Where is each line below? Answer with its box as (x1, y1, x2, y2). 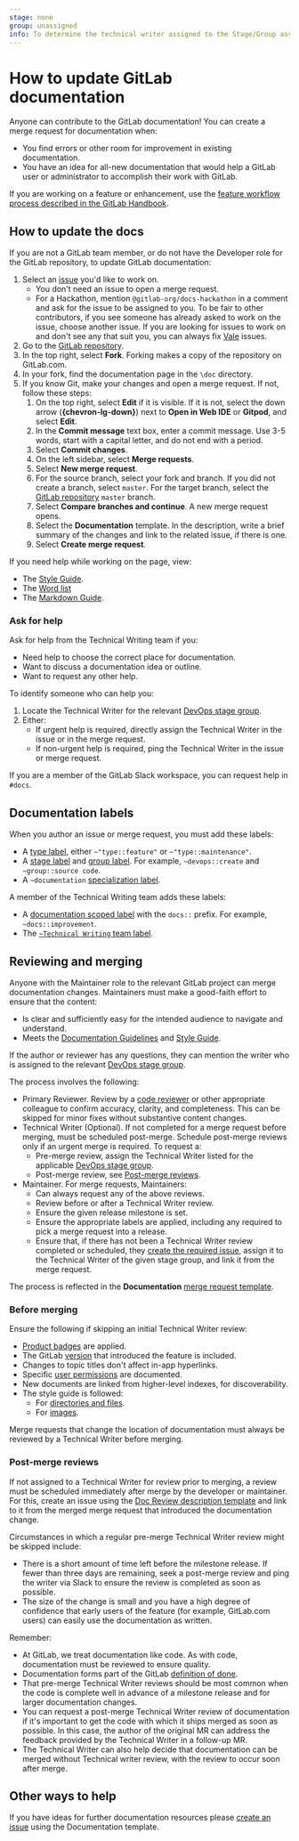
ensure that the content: (9, 996, 98, 1007)
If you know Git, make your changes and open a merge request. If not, (21, 378, 279, 389)
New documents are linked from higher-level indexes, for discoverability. (21, 1379, 289, 1390)
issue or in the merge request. (35, 734, 146, 744)
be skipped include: (9, 1541, 82, 1552)
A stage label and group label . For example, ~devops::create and (21, 856, 260, 866)
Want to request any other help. (21, 671, 139, 682)
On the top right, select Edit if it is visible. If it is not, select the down (35, 397, 286, 408)
